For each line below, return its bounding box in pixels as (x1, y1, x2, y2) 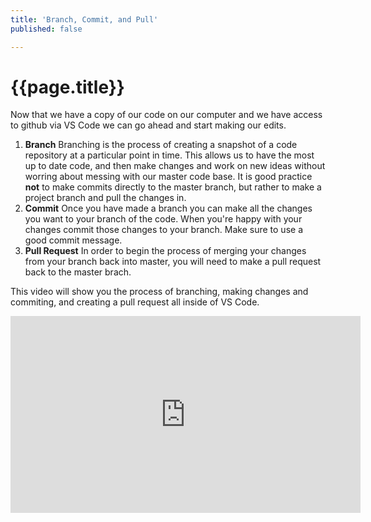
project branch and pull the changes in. (24, 192, 187, 204)
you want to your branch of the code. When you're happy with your (24, 213, 303, 225)
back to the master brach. (24, 266, 132, 278)
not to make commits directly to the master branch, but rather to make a (24, 181, 322, 193)
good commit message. (24, 234, 123, 246)
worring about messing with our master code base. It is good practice (24, 171, 313, 183)
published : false (10, 24, 83, 34)
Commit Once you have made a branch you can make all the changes (24, 202, 313, 215)
